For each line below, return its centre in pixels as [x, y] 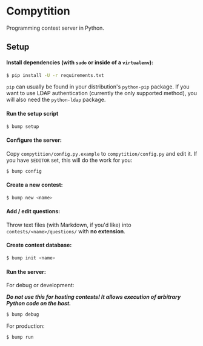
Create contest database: [39, 245]
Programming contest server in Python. [55, 28]
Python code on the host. [39, 304]
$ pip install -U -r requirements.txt [55, 75]
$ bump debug [23, 314]
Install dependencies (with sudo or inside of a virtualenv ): [80, 62]
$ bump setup [23, 126]
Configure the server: [34, 140]
